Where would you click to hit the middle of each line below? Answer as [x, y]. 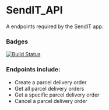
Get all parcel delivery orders [49, 88]
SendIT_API [34, 10]
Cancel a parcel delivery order [51, 101]
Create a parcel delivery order [50, 82]
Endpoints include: [33, 70]
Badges [17, 42]
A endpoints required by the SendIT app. [55, 26]
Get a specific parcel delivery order [57, 95]
